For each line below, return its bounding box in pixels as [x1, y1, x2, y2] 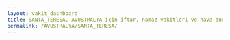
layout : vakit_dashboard [7, 9, 78, 17]
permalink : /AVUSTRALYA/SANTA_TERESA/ [7, 22, 118, 29]
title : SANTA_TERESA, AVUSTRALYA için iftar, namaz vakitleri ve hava [7, 16, 213, 23]
